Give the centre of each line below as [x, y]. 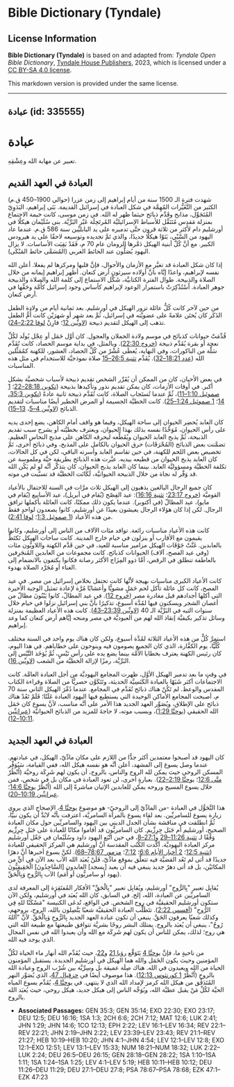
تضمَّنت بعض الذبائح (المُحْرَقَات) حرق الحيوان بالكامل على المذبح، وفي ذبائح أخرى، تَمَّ [117, 444]
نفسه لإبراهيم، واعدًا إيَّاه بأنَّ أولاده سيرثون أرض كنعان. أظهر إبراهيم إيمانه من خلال [114, 272]
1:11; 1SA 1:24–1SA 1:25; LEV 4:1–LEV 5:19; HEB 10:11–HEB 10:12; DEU [115, 1062]
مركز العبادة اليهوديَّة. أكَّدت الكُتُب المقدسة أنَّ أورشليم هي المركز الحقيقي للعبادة [111, 844]
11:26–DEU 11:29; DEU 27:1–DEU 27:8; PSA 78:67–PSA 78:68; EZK [111, 1070]
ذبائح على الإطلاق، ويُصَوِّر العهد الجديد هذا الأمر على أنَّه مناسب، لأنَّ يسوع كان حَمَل [114, 704]
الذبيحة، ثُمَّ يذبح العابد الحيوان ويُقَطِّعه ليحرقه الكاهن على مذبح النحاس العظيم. [108, 437]
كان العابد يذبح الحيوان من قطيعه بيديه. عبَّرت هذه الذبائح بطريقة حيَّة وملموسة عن [113, 459]
